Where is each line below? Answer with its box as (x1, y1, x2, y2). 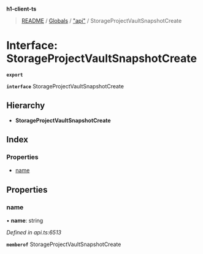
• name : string (6, 217, 44, 225)
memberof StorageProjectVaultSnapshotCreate (6, 241, 121, 248)
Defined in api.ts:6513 (6, 229, 62, 236)
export (6, 72, 23, 78)
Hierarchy (6, 101, 45, 111)
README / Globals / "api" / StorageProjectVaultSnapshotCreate (21, 17, 182, 24)
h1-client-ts (6, 6, 37, 12)
